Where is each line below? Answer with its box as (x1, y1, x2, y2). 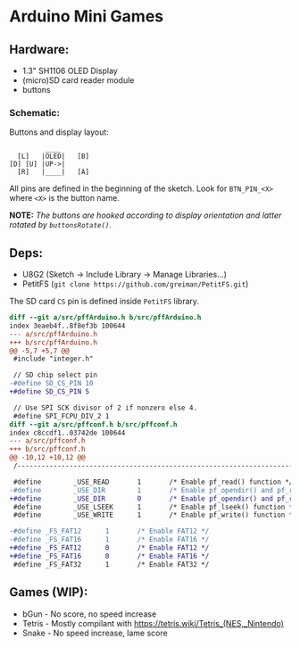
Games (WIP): (9, 585, 88, 600)
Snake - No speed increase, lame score (21, 627, 168, 638)
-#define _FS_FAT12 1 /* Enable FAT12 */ (9, 527, 210, 536)
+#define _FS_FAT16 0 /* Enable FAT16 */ (9, 552, 210, 560)
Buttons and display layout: (9, 127, 109, 137)
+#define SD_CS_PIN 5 (9, 387, 90, 396)
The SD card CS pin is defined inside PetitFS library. (9, 296, 199, 307)
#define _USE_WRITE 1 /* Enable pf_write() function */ (12, 510, 297, 519)
